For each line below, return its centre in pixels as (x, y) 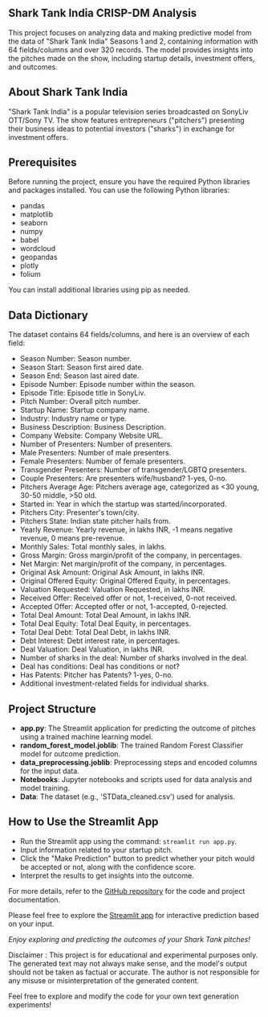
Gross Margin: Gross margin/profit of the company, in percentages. (131, 555)
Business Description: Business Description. (93, 427)
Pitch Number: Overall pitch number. (80, 401)
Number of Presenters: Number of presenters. (96, 444)
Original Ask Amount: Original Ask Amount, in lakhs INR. (112, 572)
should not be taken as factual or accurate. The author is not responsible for (134, 972)
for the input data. (50, 771)
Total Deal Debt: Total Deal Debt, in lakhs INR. (95, 632)
